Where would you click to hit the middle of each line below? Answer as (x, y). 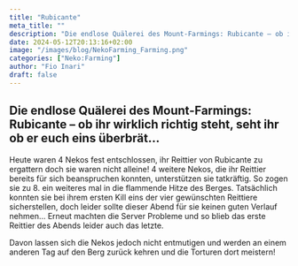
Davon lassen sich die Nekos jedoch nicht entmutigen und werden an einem (148, 242)
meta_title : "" (37, 26)
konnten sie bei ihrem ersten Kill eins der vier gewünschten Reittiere (133, 197)
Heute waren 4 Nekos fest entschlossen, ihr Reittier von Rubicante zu (136, 159)
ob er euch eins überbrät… (85, 138)
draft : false (33, 75)
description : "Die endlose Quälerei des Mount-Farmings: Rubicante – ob (146, 34)
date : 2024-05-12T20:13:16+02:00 (71, 42)
